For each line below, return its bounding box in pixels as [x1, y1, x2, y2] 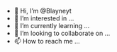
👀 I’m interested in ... [13, 14, 74, 22]
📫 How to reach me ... [13, 37, 80, 45]
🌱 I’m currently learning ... [13, 22, 90, 30]
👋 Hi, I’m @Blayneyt [13, 7, 72, 15]
